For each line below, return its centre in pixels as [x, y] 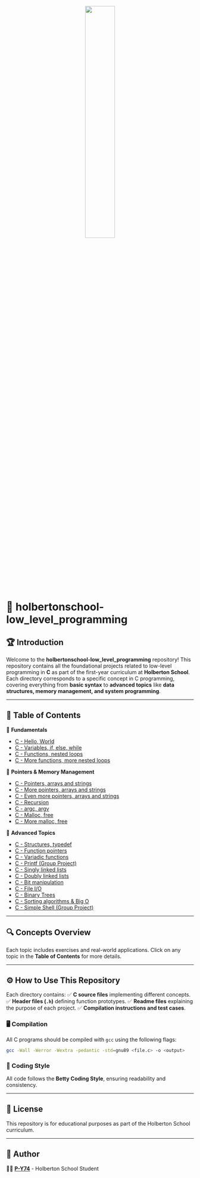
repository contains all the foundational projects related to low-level [89, 666]
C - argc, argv [32, 809]
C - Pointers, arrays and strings [53, 783]
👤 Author [23, 1154]
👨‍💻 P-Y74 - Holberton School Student [53, 1168]
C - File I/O [28, 888]
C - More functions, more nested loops [62, 760]
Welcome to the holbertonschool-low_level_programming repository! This [99, 660]
